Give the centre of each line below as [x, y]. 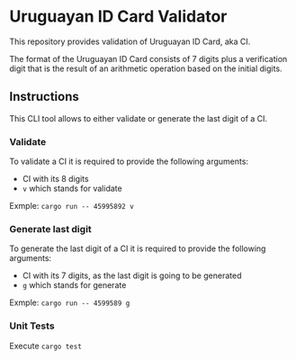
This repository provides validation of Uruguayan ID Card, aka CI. [130, 41]
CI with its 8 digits [55, 179]
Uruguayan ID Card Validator [118, 17]
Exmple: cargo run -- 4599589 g [70, 302]
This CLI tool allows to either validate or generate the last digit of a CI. [139, 118]
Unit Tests [32, 326]
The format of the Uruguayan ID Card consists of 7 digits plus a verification [148, 58]
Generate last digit [50, 229]
